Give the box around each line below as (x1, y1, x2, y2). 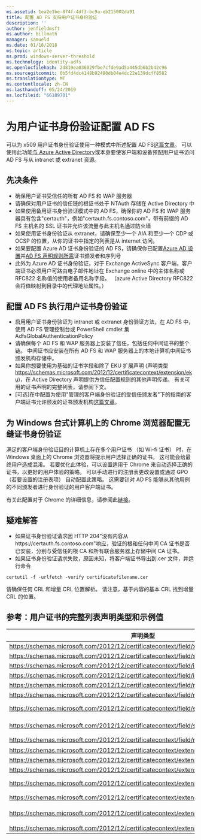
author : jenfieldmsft (6, 25, 60, 32)
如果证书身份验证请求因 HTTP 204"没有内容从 (14, 532, 129, 539)
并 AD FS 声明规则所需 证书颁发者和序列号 (20, 252, 121, 259)
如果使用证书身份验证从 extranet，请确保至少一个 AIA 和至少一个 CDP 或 (14, 229, 194, 237)
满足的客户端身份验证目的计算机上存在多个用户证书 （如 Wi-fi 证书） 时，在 (6, 446, 192, 453)
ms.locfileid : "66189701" (6, 92, 71, 98)
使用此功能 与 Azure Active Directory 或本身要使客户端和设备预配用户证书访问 (6, 148, 194, 156)
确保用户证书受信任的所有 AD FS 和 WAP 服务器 (14, 192, 133, 200)
